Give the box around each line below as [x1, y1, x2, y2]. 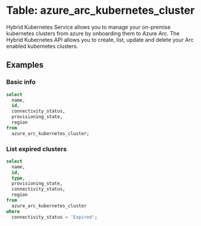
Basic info [6, 78, 36, 86]
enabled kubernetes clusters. [6, 43, 78, 50]
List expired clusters [6, 144, 67, 153]
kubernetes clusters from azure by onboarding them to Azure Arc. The [6, 29, 180, 37]
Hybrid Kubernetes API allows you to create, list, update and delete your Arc [6, 36, 194, 43]
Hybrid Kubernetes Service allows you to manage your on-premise [6, 23, 171, 31]
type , [11, 175, 26, 181]
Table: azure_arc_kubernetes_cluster [6, 4, 195, 17]
